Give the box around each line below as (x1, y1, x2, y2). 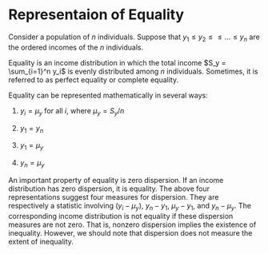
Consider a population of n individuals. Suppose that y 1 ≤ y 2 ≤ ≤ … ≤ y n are (8, 32, 260, 43)
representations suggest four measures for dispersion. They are (8, 192, 219, 201)
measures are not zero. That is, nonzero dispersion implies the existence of (8, 220, 257, 229)
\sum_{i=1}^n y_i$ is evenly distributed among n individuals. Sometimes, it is (8, 66, 258, 76)
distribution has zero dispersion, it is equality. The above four (8, 184, 210, 193)
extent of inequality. (8, 236, 74, 246)
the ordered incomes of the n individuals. (8, 42, 144, 52)
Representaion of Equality (8, 6, 185, 24)
